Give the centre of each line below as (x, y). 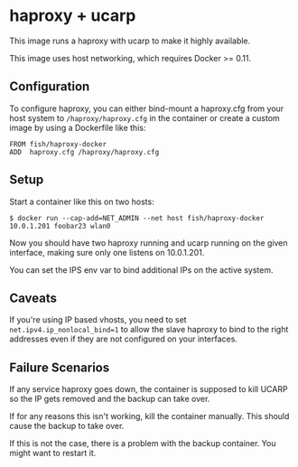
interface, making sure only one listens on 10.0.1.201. (107, 252)
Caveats (33, 298)
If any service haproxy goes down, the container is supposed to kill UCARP (149, 389)
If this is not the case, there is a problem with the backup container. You (143, 444)
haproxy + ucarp (73, 16)
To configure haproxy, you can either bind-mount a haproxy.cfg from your (147, 108)
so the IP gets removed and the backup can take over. (110, 399)
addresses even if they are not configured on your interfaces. (123, 339)
